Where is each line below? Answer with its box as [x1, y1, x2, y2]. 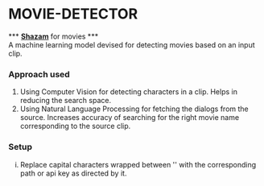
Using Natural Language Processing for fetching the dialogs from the [19, 104, 250, 114]
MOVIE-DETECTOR [8, 5, 138, 23]
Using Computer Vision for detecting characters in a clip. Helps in [19, 87, 237, 97]
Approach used [8, 68, 70, 80]
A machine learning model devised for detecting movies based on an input [8, 39, 255, 49]
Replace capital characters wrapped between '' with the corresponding [19, 159, 257, 169]
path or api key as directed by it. [19, 168, 127, 178]
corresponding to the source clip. [19, 122, 131, 131]
